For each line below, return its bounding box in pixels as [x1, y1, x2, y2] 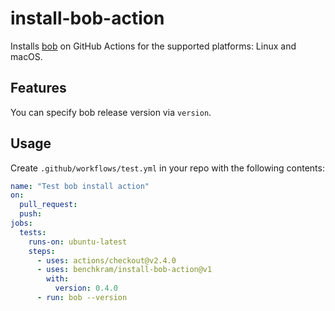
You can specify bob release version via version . [10, 106, 212, 118]
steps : [28, 246, 56, 256]
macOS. [10, 50, 43, 62]
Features [10, 80, 67, 97]
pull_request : [19, 200, 78, 210]
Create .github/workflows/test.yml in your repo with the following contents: [10, 162, 325, 174]
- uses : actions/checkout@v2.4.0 [36, 255, 177, 266]
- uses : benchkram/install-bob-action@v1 [36, 265, 213, 275]
